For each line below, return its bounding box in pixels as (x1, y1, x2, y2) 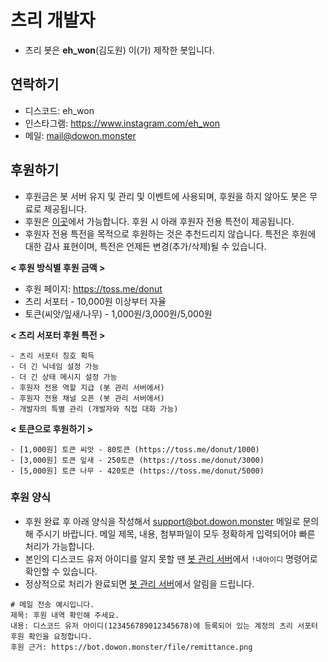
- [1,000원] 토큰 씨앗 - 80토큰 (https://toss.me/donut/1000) (10, 444, 260, 455)
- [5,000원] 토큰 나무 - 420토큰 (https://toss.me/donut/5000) (10, 466, 265, 476)
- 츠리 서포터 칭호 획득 (10, 351, 95, 361)
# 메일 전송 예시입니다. (10, 599, 95, 610)
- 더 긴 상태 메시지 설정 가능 (10, 372, 118, 382)
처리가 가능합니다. (24, 540, 95, 552)
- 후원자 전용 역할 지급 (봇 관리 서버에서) (10, 382, 165, 393)
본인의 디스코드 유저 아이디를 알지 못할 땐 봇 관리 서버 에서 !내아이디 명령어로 (24, 552, 318, 565)
